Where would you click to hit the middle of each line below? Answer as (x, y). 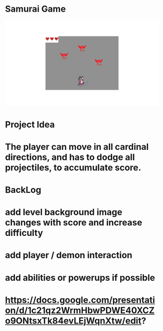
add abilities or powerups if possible (80, 278)
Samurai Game (35, 9)
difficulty (24, 233)
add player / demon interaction (69, 255)
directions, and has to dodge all (70, 157)
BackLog (23, 190)
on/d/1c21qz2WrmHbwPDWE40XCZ (80, 310)
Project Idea (30, 124)
